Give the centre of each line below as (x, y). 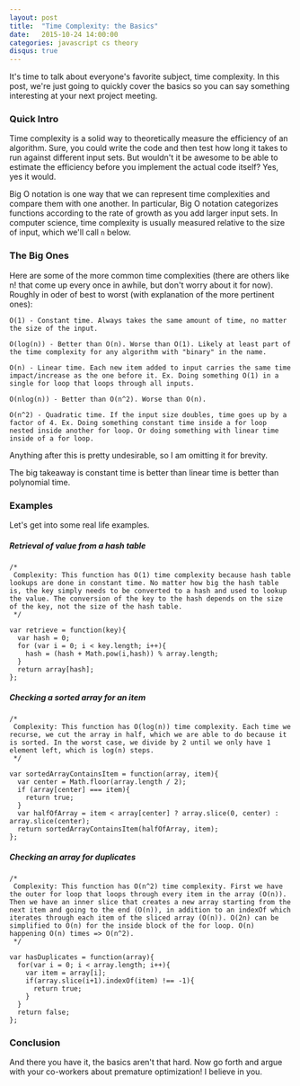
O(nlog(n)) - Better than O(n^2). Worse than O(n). (108, 399)
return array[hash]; (56, 669)
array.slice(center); (50, 821)
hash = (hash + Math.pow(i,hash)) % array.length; (122, 654)
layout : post (34, 18)
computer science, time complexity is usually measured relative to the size (147, 223)
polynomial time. (40, 482)
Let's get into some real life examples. (79, 525)
